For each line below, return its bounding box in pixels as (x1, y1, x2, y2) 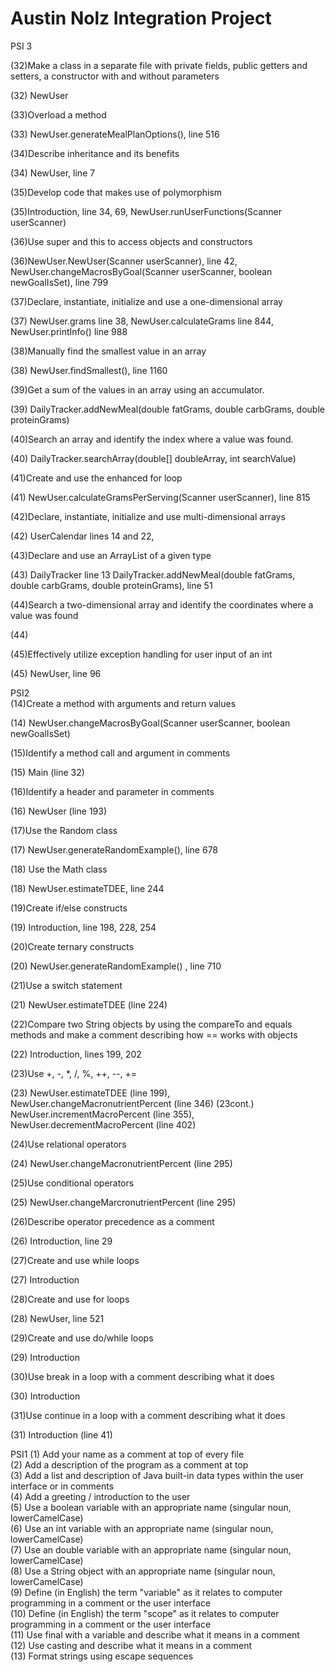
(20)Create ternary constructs (10, 940, 135, 952)
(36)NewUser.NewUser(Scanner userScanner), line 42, (10, 255, 238, 267)
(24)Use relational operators (10, 1138, 127, 1150)
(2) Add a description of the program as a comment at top (10, 1458, 249, 1471)
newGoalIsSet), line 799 (10, 276, 109, 288)
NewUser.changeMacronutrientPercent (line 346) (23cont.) (10, 1097, 255, 1109)
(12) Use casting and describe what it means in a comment (10, 1639, 253, 1651)
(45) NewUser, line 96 (10, 667, 102, 679)
